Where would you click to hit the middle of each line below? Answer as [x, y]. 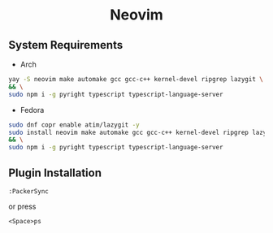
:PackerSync [28, 191]
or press [22, 206]
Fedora [32, 110]
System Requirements [66, 45]
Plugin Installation [55, 173]
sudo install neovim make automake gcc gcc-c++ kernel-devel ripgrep [129, 132]
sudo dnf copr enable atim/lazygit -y [74, 125]
